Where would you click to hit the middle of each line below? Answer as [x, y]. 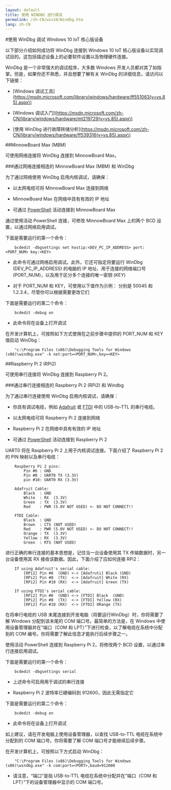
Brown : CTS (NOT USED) [50, 525]
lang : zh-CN [18, 24]
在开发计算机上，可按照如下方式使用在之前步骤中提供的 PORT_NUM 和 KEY [84, 334]
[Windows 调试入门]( [35, 113]
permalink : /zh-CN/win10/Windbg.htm [44, 19]
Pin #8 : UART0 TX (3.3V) [51, 476]
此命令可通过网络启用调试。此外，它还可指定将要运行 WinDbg [78, 262]
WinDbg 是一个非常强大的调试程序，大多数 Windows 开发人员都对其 [77, 67]
